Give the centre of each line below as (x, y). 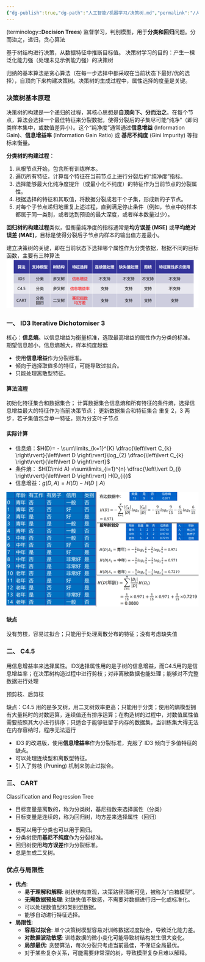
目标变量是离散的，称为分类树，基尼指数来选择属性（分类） (90, 809)
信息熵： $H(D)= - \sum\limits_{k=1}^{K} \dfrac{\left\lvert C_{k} (93, 448)
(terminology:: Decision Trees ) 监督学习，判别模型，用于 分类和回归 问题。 (99, 32)
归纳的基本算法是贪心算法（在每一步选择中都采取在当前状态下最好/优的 (95, 73)
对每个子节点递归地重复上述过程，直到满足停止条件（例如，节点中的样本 (106, 207)
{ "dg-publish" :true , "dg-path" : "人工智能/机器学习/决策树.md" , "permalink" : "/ (101, 13)
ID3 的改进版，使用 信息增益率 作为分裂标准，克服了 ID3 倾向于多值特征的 (106, 743)
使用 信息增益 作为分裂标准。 (50, 358)
